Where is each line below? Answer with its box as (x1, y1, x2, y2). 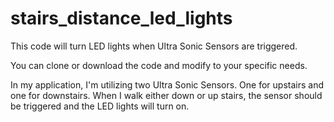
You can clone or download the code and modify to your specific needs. (10, 59, 308, 71)
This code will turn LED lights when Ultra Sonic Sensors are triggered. (10, 40, 298, 52)
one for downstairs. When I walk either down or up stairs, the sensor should (10, 89, 323, 101)
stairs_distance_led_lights (10, 7, 233, 30)
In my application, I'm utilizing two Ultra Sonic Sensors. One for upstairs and (10, 78, 325, 91)
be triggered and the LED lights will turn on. (10, 100, 190, 112)
